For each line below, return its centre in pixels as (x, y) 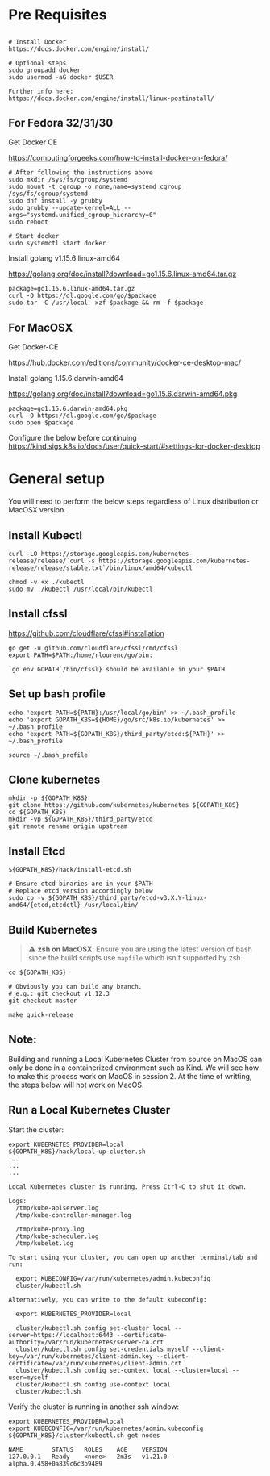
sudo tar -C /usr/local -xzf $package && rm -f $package (106, 303)
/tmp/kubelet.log (45, 1243)
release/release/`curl (46, 561)
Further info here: (41, 91)
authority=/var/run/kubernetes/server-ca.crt (86, 1342)
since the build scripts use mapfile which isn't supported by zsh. (135, 958)
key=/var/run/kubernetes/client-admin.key (81, 1356)
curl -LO (23, 554)
